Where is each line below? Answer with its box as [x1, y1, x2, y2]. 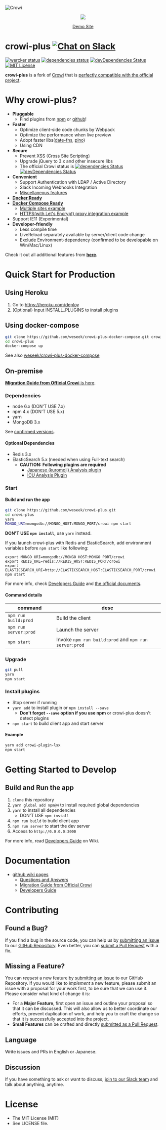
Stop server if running [12, 699, 57, 705]
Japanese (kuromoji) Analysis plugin [27, 467, 101, 473]
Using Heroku [5, 289, 48, 297]
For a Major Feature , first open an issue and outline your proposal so [12, 1001, 153, 1006]
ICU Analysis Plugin [27, 472, 67, 478]
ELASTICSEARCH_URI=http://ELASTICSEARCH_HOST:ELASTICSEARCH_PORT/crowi [5, 568, 156, 573]
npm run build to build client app [12, 818, 79, 824]
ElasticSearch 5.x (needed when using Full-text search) [12, 456, 125, 462]
